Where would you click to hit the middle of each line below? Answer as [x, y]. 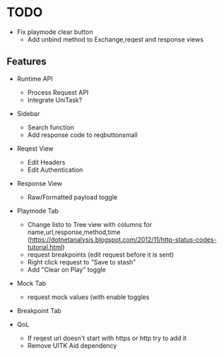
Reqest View [35, 148]
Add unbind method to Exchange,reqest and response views [116, 39]
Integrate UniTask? [55, 100]
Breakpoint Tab [39, 310]
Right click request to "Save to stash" [82, 262]
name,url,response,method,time [74, 232]
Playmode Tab [38, 211]
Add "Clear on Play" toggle [67, 269]
